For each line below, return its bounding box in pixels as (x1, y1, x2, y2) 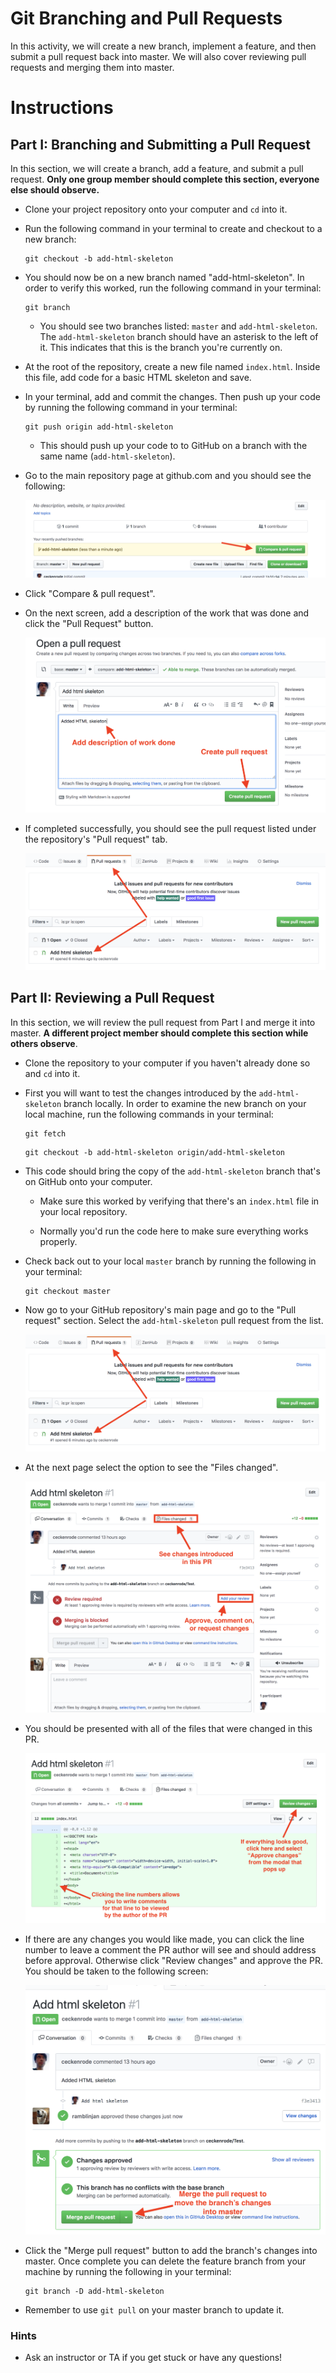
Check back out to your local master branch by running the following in (24, 1255, 317, 1267)
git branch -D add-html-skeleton (24, 2286, 165, 2296)
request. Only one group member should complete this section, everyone (10, 173, 320, 185)
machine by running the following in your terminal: (24, 2265, 232, 2277)
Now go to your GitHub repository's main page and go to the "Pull (24, 1303, 297, 1316)
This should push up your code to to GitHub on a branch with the (39, 439, 308, 451)
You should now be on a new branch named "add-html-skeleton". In (24, 271, 305, 283)
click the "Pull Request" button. (24, 617, 154, 629)
